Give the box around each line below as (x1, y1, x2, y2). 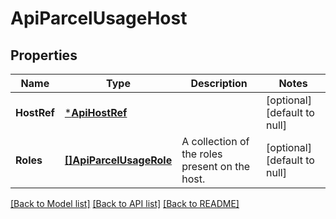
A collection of (181, 135, 250, 148)
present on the (181, 160, 251, 173)
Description (190, 77, 248, 90)
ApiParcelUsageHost (10, 7, 188, 30)
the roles (181, 147, 223, 161)
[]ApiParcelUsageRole (64, 153, 173, 167)
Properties (10, 47, 78, 64)
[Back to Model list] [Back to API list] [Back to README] (10, 198, 240, 209)
